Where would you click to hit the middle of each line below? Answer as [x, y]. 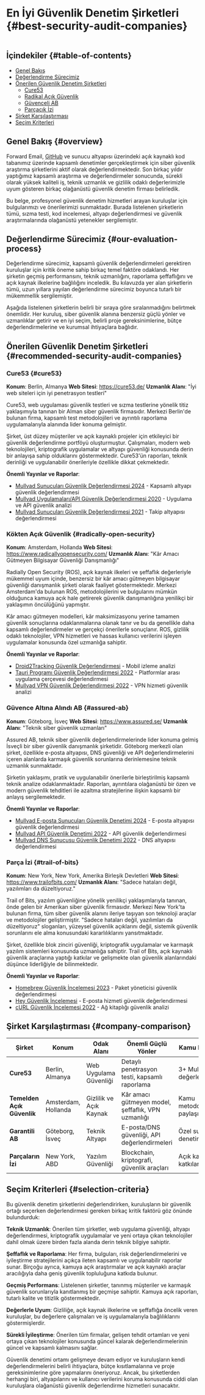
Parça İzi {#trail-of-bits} [43, 862]
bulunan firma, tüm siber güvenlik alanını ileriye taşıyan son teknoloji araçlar [102, 913]
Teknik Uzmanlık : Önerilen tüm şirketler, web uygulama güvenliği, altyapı [98, 1229]
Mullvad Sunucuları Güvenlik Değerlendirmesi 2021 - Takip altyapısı [100, 512]
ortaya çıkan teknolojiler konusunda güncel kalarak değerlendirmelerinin [97, 1341]
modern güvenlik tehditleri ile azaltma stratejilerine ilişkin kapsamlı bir [94, 790]
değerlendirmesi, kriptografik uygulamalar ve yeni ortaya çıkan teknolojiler [100, 1235]
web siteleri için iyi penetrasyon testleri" [57, 393]
